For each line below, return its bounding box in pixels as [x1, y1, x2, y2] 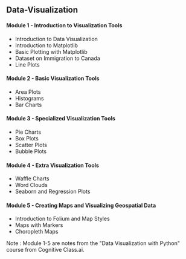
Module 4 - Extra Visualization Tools [6, 162, 100, 169]
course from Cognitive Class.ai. [6, 246, 85, 254]
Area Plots [14, 88, 41, 96]
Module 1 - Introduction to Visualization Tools [6, 21, 123, 29]
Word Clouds [14, 182, 48, 189]
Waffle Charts [14, 175, 50, 182]
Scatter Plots [14, 142, 47, 148]
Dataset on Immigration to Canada [14, 54, 101, 62]
